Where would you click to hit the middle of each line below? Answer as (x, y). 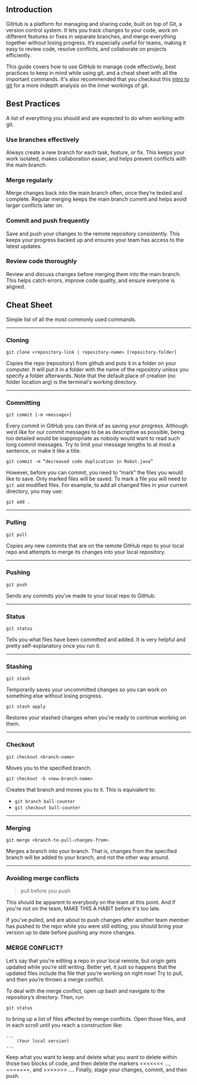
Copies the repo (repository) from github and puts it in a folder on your (91, 363)
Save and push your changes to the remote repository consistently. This (93, 233)
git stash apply (26, 707)
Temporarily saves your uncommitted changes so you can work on (86, 690)
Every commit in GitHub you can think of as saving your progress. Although (97, 426)
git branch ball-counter (45, 801)
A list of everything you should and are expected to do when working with (95, 118)
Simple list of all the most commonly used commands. (71, 319)
